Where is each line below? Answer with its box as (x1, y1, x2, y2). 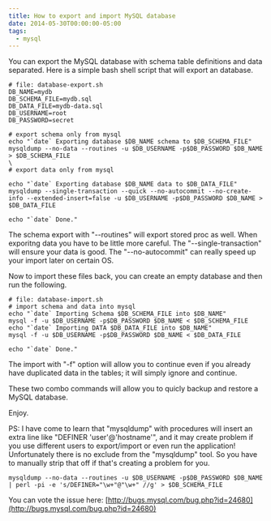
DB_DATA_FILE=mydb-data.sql (8, 102, 104, 110)
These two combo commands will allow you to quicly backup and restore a (8, 384, 259, 394)
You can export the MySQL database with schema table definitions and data (8, 57, 263, 66)
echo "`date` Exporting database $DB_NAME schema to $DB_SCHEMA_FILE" (8, 138, 252, 146)
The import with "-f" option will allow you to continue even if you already (8, 360, 252, 369)
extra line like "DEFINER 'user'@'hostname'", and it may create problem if (8, 433, 254, 442)
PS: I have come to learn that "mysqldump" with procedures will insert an (8, 424, 253, 433)
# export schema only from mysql (8, 130, 122, 139)
